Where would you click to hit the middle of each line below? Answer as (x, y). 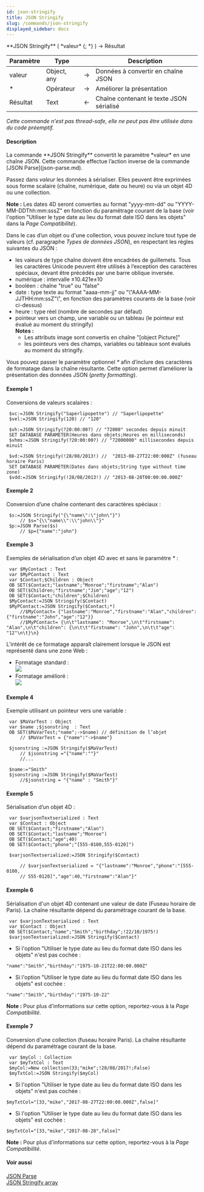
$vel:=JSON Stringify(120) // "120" (55, 419)
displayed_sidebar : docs (38, 29)
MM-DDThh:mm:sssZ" (34, 211)
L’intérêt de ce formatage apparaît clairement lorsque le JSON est (89, 645)
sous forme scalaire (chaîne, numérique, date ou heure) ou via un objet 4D (99, 186)
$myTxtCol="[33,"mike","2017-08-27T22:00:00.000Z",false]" (83, 1102)
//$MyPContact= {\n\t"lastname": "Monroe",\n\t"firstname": (97, 623)
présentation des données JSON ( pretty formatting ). (72, 375)
